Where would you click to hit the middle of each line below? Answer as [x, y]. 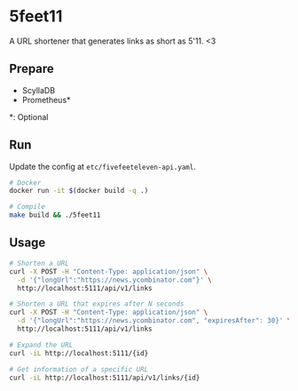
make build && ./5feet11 [55, 215]
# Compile [27, 207]
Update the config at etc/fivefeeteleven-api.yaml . [103, 166]
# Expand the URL [41, 345]
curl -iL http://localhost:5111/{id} [79, 353]
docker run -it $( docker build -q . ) [79, 191]
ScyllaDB [39, 90]
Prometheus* [46, 100]
